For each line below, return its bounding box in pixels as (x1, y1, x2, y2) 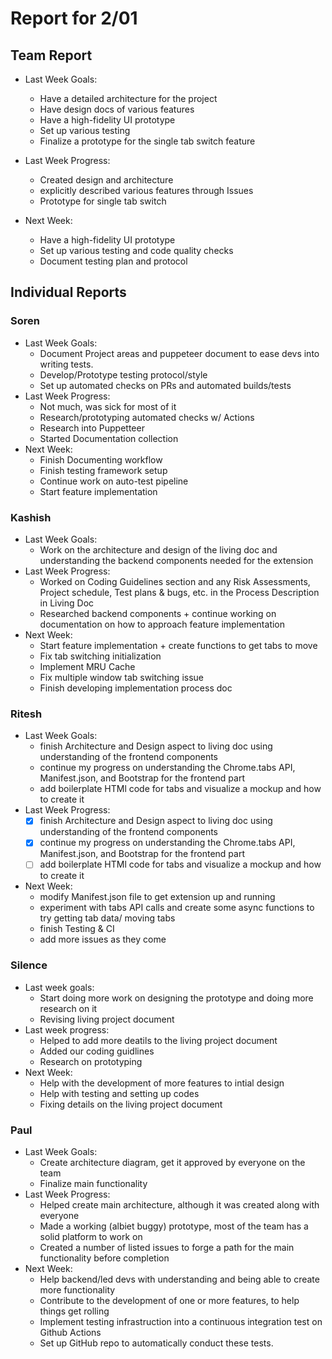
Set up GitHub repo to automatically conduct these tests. (39, 1337, 274, 1349)
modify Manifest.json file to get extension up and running (39, 891, 276, 903)
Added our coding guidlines (39, 1045, 155, 1057)
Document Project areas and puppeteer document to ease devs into (39, 347, 320, 359)
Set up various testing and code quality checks (39, 245, 234, 256)
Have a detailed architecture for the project (39, 93, 218, 104)
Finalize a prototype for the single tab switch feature (39, 135, 256, 147)
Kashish (10, 510, 52, 524)
